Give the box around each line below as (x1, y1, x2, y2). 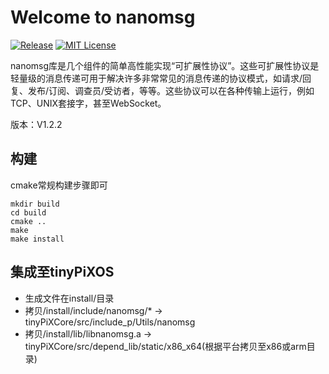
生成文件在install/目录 (24, 292, 115, 304)
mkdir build (10, 199, 60, 209)
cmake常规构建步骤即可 (10, 179, 108, 191)
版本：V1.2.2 (10, 118, 63, 130)
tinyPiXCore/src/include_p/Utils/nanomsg (24, 316, 196, 328)
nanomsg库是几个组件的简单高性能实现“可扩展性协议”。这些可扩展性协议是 (10, 59, 320, 71)
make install (10, 234, 65, 244)
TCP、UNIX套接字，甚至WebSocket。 (10, 97, 167, 109)
